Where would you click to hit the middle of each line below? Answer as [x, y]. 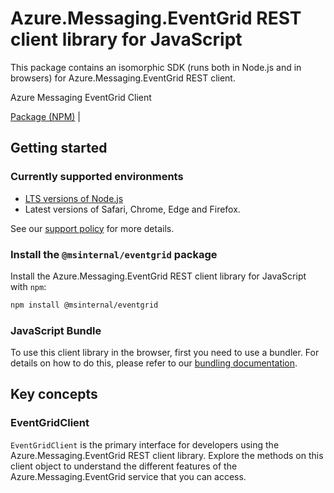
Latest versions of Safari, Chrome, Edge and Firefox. [132, 209]
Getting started [59, 148]
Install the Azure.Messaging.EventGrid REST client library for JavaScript [158, 276]
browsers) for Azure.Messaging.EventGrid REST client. [123, 78]
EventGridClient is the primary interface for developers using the [145, 444]
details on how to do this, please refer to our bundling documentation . [154, 363]
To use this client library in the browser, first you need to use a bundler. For [165, 353]
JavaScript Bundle [56, 330]
